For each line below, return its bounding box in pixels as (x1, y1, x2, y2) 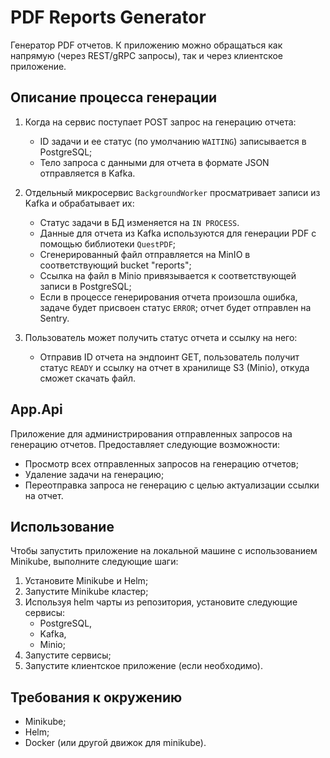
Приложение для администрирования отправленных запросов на (10, 427, 293, 440)
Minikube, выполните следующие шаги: (10, 556, 179, 568)
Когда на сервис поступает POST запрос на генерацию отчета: (24, 116, 297, 128)
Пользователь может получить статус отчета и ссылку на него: (24, 331, 298, 343)
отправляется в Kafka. (39, 167, 136, 179)
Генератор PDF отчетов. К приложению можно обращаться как (10, 39, 283, 51)
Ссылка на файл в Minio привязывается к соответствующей (39, 269, 297, 281)
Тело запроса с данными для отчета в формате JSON (39, 156, 270, 168)
